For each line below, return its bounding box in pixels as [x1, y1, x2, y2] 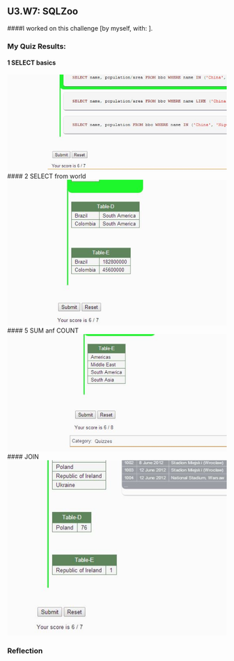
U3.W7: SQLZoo [7, 6, 79, 17]
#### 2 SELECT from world [7, 172, 86, 180]
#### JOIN [7, 452, 40, 461]
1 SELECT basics [7, 58, 56, 67]
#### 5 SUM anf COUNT [7, 326, 79, 335]
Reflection [7, 646, 43, 655]
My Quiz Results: [7, 41, 66, 51]
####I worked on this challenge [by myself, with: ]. [7, 24, 153, 32]
